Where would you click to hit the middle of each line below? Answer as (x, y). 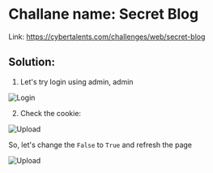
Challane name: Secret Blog (104, 14)
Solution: (32, 62)
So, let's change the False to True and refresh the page (100, 145)
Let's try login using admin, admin (77, 81)
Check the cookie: (51, 113)
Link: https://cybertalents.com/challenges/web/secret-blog (107, 37)
